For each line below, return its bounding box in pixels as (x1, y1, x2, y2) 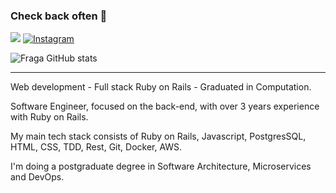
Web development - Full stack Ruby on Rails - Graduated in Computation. (10, 81, 312, 93)
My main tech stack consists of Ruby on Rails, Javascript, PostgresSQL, (10, 130, 307, 143)
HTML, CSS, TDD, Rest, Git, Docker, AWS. (10, 141, 183, 153)
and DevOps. (10, 171, 65, 183)
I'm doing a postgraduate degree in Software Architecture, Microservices (10, 160, 312, 173)
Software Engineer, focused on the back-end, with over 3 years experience (10, 100, 320, 113)
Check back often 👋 (10, 9, 108, 23)
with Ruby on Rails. (10, 111, 89, 123)
